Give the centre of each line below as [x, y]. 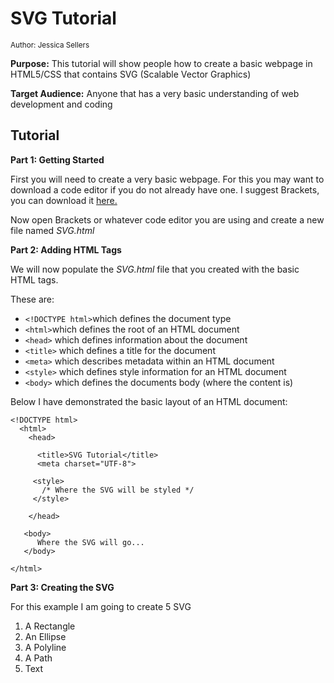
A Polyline [45, 647]
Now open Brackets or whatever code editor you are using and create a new [167, 219]
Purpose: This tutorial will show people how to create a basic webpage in [161, 63]
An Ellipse [45, 636]
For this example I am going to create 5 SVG [101, 606]
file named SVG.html [52, 230]
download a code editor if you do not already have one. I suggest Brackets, [165, 189]
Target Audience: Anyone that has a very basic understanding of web [155, 93]
